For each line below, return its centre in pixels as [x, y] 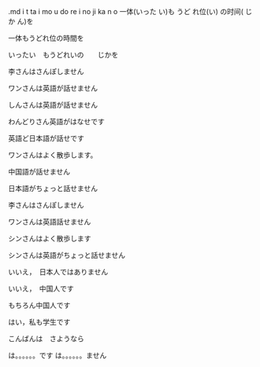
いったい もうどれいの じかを [63, 55]
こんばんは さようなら [46, 339]
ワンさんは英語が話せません [53, 88]
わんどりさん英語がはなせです [56, 121]
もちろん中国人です [39, 305]
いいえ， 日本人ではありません [58, 272]
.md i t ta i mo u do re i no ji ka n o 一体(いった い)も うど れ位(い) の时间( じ [130, 11]
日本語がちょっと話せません [53, 188]
